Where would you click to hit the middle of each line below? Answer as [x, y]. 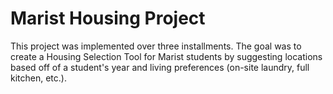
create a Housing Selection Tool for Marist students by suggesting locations [166, 56]
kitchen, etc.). [38, 78]
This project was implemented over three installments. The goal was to [156, 46]
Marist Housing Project [108, 18]
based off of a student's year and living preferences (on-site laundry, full [160, 67]
